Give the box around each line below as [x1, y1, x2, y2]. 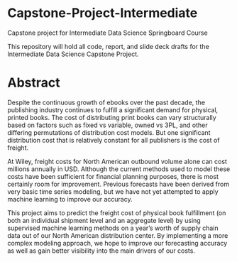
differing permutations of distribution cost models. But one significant [7, 128, 211, 136]
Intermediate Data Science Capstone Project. [7, 50, 140, 58]
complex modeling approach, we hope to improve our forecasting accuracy [7, 239, 228, 247]
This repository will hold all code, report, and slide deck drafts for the [7, 42, 209, 50]
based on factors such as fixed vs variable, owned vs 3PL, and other [7, 121, 208, 129]
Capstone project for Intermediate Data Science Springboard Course [7, 28, 208, 37]
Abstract [7, 75, 60, 91]
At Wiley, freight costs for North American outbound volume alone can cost [7, 157, 227, 165]
